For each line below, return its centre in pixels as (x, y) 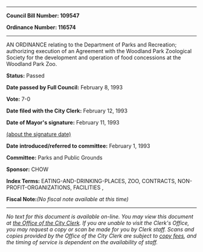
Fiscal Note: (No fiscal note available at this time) (67, 199)
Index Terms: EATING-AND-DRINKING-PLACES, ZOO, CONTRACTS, (91, 181)
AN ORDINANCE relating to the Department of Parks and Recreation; (92, 45)
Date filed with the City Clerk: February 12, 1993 (67, 111)
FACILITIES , (89, 187)
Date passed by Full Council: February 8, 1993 (64, 87)
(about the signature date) (39, 134)
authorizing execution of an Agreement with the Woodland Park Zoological (99, 51)
